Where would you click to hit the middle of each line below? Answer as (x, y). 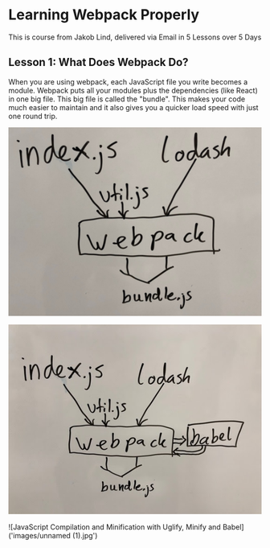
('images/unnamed (39, 536)
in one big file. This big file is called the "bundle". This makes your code (127, 99)
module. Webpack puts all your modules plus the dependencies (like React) (133, 90)
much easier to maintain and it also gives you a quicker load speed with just (133, 107)
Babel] (233, 527)
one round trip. (33, 116)
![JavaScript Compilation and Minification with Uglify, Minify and (115, 527)
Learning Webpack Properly (104, 15)
